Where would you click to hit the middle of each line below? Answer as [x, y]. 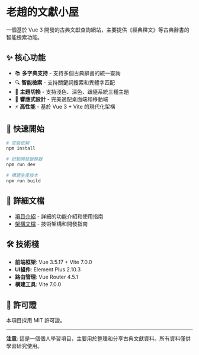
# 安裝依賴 [18, 143]
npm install [21, 148]
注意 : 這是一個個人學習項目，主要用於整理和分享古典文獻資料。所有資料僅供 [98, 338]
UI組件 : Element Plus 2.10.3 [48, 270]
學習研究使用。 [24, 346]
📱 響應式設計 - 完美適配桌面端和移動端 [61, 99]
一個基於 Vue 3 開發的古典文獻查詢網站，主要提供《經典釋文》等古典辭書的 [98, 30]
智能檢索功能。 [24, 37]
